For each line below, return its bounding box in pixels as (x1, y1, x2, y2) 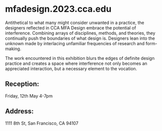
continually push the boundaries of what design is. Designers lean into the (5, 35, 155, 41)
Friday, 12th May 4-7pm (5, 93, 53, 99)
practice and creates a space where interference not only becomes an (5, 60, 147, 66)
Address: (5, 107, 34, 116)
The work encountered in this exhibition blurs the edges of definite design (5, 55, 155, 61)
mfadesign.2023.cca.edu (5, 3, 112, 15)
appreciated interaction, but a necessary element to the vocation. (5, 65, 137, 72)
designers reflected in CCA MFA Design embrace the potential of (5, 25, 136, 30)
